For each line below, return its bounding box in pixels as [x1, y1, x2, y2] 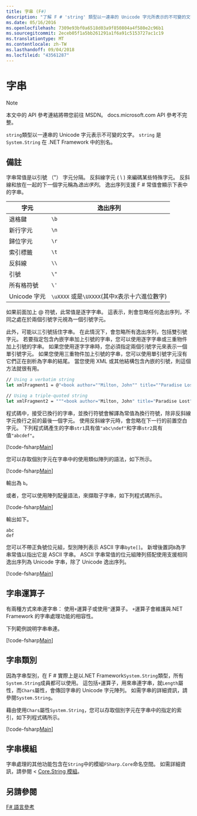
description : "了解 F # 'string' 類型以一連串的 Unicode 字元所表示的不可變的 [6, 14, 186, 20]
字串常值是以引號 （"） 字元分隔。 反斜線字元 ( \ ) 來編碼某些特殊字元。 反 [6, 174, 185, 181]
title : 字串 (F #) [6, 8, 47, 15]
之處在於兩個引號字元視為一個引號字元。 [11, 316, 109, 323]
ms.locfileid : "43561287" [6, 52, 69, 58]
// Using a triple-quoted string [6, 393, 88, 399]
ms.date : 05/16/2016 [6, 19, 57, 25]
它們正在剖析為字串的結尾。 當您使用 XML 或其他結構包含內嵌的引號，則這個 [6, 358, 191, 365]
